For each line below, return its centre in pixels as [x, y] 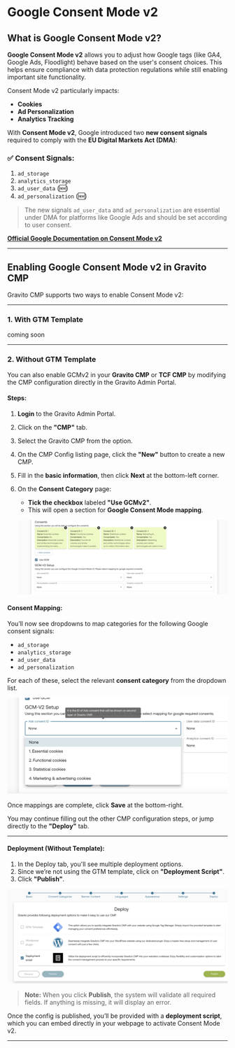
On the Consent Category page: [64, 489]
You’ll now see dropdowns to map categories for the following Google [108, 623]
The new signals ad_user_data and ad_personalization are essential [122, 210]
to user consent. [48, 225]
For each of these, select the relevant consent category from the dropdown [117, 680]
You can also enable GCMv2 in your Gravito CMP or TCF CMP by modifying [116, 374]
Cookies [30, 104]
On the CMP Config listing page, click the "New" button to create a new [121, 454]
